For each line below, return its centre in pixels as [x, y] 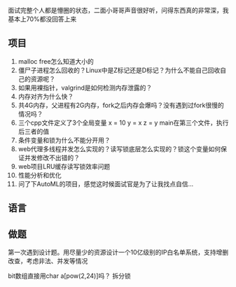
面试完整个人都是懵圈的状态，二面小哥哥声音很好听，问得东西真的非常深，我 [118, 10]
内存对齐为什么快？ [46, 96]
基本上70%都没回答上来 [42, 19]
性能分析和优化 [40, 175]
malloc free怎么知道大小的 [56, 61]
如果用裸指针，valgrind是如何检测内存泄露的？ [85, 87]
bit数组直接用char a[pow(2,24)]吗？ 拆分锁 [70, 276]
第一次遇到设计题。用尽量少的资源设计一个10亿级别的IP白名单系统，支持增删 [118, 252]
